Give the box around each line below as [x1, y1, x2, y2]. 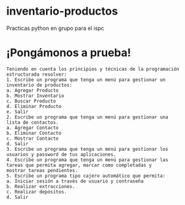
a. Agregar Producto [6, 87, 59, 93]
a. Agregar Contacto [6, 124, 59, 131]
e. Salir [6, 109, 29, 115]
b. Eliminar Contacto [6, 130, 62, 136]
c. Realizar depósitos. [6, 189, 67, 195]
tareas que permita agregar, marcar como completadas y [6, 162, 152, 168]
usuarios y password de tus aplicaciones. [6, 151, 116, 157]
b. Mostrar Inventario [6, 93, 64, 99]
